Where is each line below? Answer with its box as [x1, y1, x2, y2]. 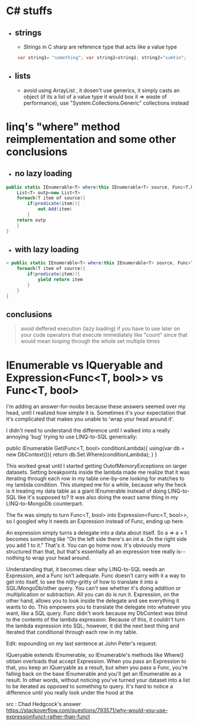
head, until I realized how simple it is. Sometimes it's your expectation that [6, 409, 186, 416]
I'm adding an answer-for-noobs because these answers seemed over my [6, 403, 186, 410]
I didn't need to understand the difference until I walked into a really [6, 427, 170, 434]
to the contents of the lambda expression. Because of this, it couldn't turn [6, 616, 185, 623]
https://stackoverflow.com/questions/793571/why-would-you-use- [6, 707, 168, 714]
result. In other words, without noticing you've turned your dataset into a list [6, 676, 190, 683]
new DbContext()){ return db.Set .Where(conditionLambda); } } [6, 451, 157, 458]
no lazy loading [14, 168, 72, 178]
